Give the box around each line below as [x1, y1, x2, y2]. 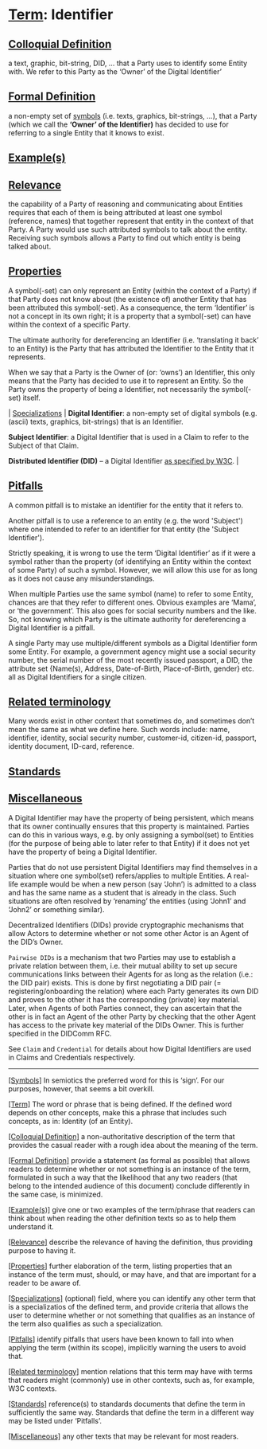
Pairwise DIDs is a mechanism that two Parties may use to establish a [8, 952, 236, 961]
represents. [8, 352, 46, 362]
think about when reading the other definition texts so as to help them [8, 1213, 237, 1223]
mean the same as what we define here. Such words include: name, [8, 725, 230, 734]
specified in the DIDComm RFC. [8, 1028, 112, 1038]
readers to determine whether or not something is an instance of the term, [8, 1164, 251, 1173]
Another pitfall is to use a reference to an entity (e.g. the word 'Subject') [8, 515, 244, 525]
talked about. [8, 241, 52, 252]
